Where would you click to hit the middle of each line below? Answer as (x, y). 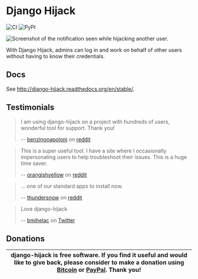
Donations (26, 239)
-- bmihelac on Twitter (48, 220)
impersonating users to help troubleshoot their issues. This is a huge (104, 157)
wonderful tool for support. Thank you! (67, 128)
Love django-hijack (44, 209)
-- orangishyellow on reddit (54, 174)
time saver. (34, 163)
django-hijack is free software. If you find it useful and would (99, 255)
